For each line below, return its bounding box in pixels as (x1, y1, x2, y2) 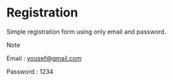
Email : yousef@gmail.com (6, 54, 82, 62)
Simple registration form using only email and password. (6, 27, 167, 36)
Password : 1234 (6, 67, 54, 76)
